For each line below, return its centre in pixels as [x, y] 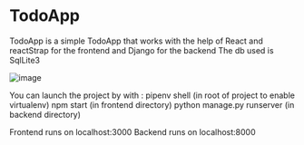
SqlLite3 [25, 60]
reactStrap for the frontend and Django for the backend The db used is [142, 50]
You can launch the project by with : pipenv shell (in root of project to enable [152, 95]
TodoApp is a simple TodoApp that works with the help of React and [136, 41]
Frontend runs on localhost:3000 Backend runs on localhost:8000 [132, 131]
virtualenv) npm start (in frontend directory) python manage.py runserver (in [152, 104]
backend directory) [45, 114]
